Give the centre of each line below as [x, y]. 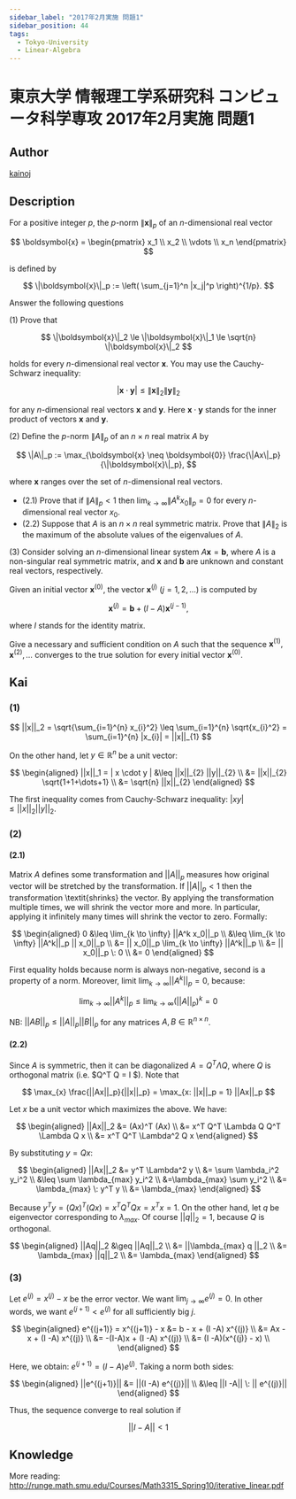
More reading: [35, 1476]
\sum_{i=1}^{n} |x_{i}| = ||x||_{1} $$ [148, 737]
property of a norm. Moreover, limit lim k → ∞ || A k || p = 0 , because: [127, 981]
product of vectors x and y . [59, 419]
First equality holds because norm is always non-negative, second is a [137, 970]
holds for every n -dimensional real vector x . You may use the [120, 363]
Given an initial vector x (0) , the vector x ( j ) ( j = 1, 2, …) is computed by [133, 589]
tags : [19, 34]
